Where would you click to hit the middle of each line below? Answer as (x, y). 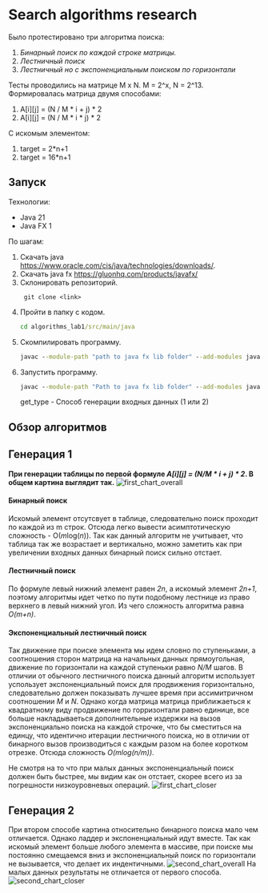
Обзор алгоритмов (58, 427)
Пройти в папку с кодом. (62, 312)
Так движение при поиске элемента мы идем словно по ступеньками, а (132, 650)
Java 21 (32, 217)
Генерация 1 (40, 455)
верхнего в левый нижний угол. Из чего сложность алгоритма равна (126, 605)
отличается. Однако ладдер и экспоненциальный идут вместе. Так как (130, 838)
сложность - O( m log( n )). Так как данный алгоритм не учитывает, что (126, 535)
